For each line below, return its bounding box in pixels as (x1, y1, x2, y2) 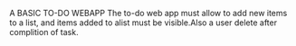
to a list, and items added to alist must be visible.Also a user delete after (9, 17, 278, 28)
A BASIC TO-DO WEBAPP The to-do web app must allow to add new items (9, 8, 288, 18)
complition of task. (9, 27, 79, 37)
